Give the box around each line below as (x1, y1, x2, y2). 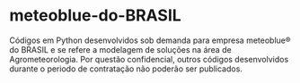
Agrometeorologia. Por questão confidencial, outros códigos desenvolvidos (9, 54, 289, 64)
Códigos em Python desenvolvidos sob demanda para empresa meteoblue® (9, 35, 291, 46)
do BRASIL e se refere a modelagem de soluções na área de (9, 44, 232, 54)
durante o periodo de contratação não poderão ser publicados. (9, 63, 243, 74)
